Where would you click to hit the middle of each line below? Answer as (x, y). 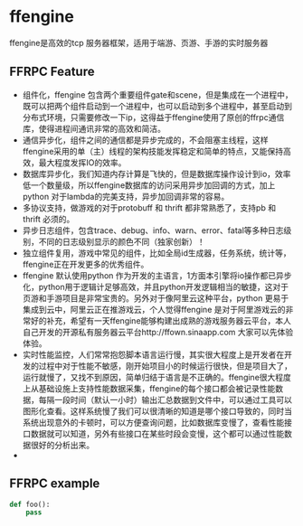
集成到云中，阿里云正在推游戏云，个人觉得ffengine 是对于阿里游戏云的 (154, 309)
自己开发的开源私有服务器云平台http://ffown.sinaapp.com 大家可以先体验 (158, 332)
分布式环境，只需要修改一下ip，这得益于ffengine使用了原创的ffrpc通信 (153, 117)
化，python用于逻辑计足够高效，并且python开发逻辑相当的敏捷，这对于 (156, 286)
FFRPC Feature (52, 72)
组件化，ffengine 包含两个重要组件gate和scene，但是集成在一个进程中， (158, 94)
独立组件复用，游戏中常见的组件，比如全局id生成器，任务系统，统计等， (156, 253)
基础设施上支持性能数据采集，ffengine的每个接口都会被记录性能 (157, 388)
